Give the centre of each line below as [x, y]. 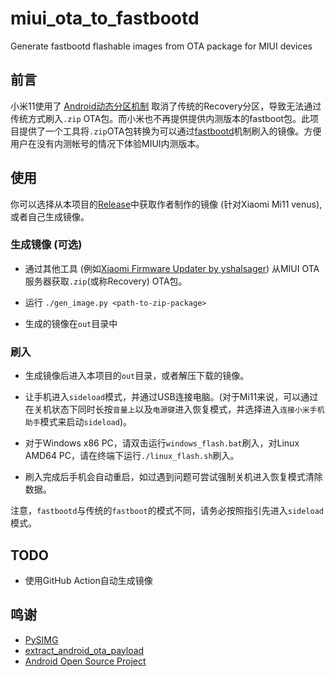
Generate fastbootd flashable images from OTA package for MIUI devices [161, 46]
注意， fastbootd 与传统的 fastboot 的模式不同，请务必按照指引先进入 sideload [167, 511]
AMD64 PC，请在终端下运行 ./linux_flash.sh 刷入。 [132, 456]
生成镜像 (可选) [46, 245]
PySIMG [41, 639]
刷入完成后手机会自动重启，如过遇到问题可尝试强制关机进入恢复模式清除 [173, 477]
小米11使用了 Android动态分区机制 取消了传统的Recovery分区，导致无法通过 [166, 106]
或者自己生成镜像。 [50, 216]
